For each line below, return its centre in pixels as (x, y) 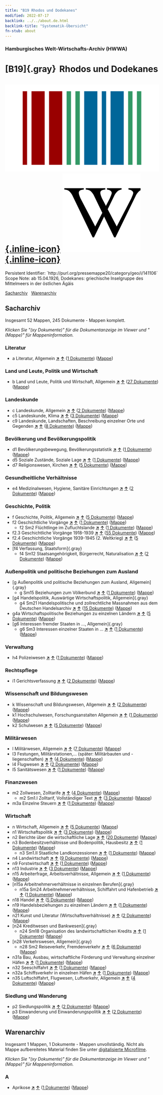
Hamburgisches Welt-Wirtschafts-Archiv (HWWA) (66, 49)
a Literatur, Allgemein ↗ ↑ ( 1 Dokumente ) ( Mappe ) (63, 359)
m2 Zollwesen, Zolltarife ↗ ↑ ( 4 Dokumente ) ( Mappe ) (66, 793)
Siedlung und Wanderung (36, 996)
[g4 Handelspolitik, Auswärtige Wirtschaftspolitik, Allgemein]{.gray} (80, 598)
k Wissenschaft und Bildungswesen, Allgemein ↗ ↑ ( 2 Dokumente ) (80, 704)
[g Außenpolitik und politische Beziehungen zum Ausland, (70, 582)
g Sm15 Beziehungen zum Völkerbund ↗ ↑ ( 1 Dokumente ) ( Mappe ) (87, 592)
